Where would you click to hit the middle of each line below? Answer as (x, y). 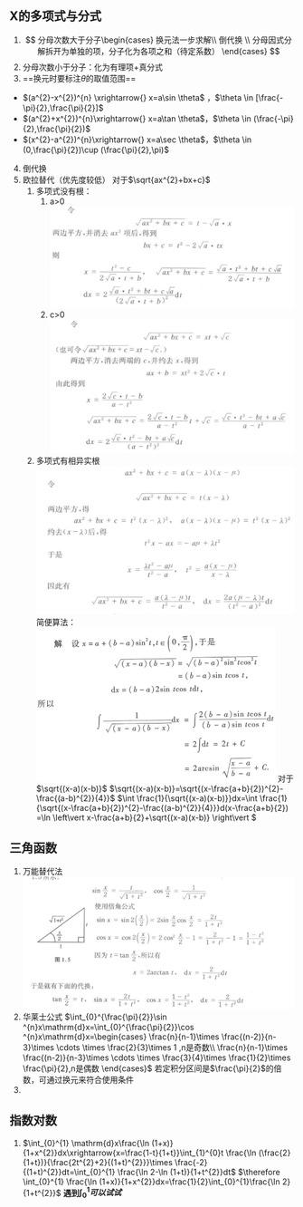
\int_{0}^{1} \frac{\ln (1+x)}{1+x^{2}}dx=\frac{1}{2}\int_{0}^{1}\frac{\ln (151, 1182)
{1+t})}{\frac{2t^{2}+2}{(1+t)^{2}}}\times (98, 1162)
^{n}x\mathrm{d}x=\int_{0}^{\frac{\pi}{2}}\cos (108, 1027)
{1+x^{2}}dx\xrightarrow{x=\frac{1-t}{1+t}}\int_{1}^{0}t (123, 1153)
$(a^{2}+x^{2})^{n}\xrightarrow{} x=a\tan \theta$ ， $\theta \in (137, 118)
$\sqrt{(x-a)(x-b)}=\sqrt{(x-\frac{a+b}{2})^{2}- (196, 788)
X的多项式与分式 (56, 16)
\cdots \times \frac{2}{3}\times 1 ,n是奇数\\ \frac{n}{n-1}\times (171, 1047)
